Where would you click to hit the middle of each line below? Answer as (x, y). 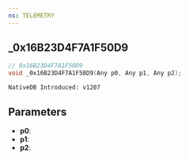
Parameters (38, 112)
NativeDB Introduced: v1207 (55, 88)
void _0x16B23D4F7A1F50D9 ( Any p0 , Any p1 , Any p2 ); (95, 73)
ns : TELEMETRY (32, 15)
